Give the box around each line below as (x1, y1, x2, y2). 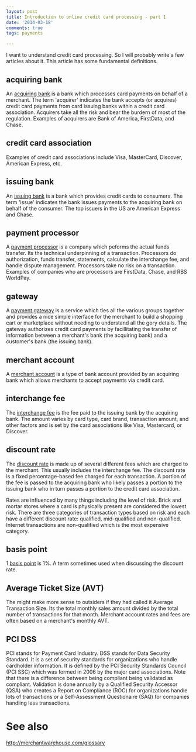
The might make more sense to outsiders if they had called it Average (6, 599, 174, 606)
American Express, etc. (6, 160, 63, 167)
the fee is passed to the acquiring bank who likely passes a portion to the (6, 479, 183, 486)
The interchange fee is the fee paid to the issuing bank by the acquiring (6, 409, 178, 416)
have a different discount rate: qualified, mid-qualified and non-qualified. (6, 515, 181, 522)
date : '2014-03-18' (6, 19, 54, 25)
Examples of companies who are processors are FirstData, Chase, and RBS (6, 268, 187, 275)
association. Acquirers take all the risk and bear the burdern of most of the (6, 109, 186, 116)
